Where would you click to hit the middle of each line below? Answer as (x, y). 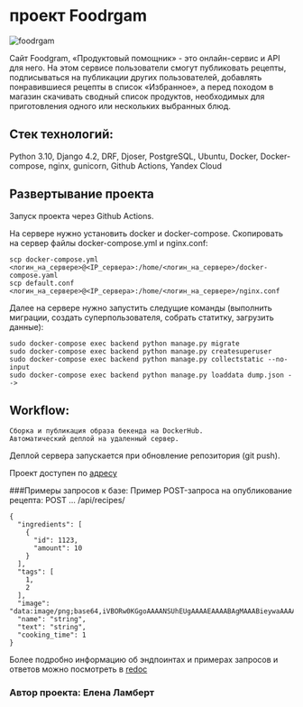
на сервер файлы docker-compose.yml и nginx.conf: (109, 243)
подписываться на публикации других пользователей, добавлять (136, 77)
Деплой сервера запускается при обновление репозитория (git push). (145, 455)
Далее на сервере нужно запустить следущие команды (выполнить (141, 308)
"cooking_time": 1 (52, 635)
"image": (34, 604)
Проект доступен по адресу (63, 473)
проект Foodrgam (78, 16)
